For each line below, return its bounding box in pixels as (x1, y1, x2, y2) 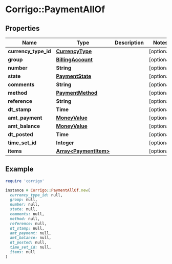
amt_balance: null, (10, 235, 52, 240)
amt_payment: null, (10, 230, 52, 236)
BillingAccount (56, 56, 93, 63)
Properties (5, 24, 40, 33)
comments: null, (10, 211, 45, 217)
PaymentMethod (56, 90, 98, 96)
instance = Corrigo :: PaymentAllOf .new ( (5, 188, 91, 193)
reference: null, (10, 221, 47, 226)
